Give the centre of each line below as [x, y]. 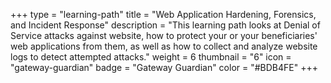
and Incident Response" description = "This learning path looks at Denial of [165, 25]
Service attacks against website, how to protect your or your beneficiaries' [164, 35]
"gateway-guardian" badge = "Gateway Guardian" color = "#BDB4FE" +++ [164, 67]
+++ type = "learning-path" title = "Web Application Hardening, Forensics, [163, 14]
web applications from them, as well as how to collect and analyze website [164, 46]
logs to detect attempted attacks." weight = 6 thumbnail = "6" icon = [151, 57]
